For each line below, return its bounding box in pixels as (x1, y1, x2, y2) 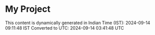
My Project (5, 3, 51, 15)
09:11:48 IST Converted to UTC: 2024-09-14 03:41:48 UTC (5, 25, 124, 31)
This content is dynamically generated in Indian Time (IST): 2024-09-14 (5, 20, 151, 26)
